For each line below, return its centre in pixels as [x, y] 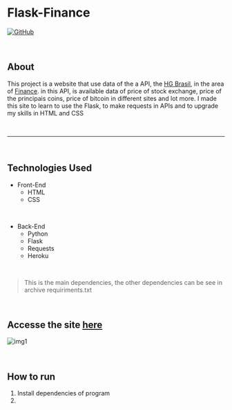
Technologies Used [49, 168]
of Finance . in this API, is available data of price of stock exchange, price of [115, 91]
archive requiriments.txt [58, 290]
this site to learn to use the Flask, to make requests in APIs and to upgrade [113, 106]
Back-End [31, 226]
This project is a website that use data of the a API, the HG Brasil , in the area [116, 84]
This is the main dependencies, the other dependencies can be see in [123, 282]
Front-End [31, 185]
